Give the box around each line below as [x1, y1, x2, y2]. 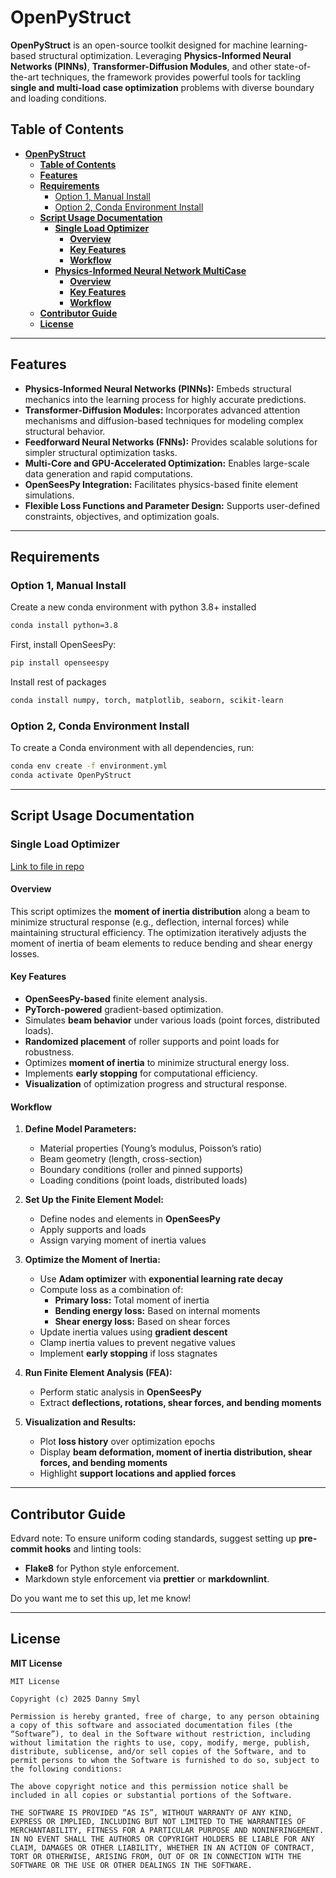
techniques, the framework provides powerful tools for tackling [41, 71, 301, 83]
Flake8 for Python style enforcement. [24, 1562, 180, 1575]
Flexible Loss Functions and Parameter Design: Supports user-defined [24, 499, 321, 511]
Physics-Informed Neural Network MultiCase [54, 264, 247, 276]
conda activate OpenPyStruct [10, 771, 132, 781]
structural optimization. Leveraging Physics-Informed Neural [38, 49, 292, 61]
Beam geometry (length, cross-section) [39, 1153, 203, 1165]
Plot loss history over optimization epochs [39, 1436, 216, 1448]
